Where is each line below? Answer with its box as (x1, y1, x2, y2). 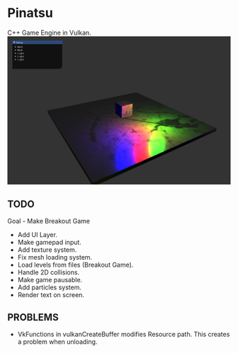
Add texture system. (17, 245, 77, 254)
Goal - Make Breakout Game (7, 217, 91, 226)
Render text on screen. (17, 291, 85, 299)
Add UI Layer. (17, 231, 58, 239)
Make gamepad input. (17, 238, 81, 247)
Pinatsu (7, 5, 53, 21)
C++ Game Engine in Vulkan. (7, 28, 92, 37)
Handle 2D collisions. (17, 268, 80, 277)
